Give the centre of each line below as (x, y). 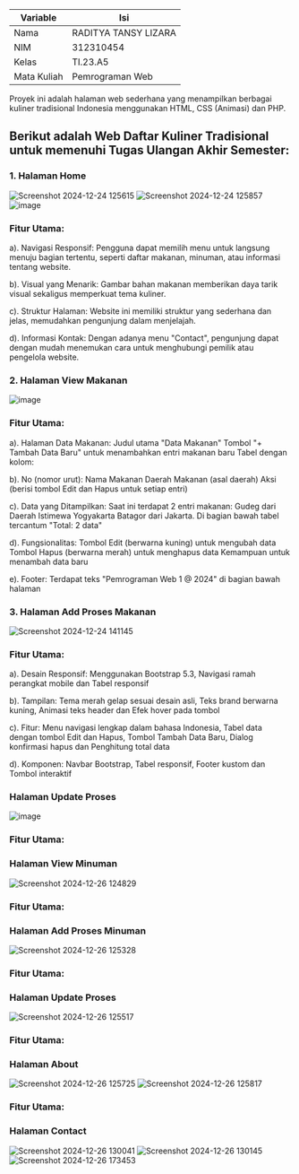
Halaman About (44, 1064)
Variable (38, 17)
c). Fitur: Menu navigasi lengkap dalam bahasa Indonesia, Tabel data (136, 728)
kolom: (21, 462)
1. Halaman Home (48, 176)
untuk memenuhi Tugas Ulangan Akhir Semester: (149, 150)
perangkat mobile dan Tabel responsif (79, 683)
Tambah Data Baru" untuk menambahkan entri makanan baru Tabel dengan (149, 452)
